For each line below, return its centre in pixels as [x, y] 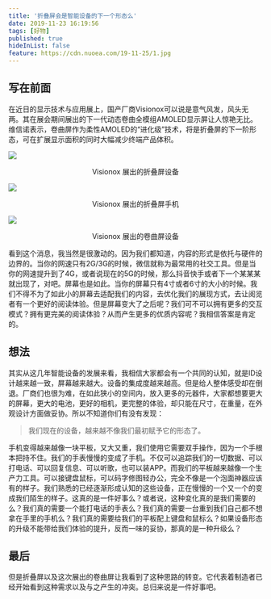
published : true [35, 38]
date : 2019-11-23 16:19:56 [54, 23]
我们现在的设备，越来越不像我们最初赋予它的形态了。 [117, 430]
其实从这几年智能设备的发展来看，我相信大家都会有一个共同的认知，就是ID [132, 373]
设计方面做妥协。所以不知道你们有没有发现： [89, 413]
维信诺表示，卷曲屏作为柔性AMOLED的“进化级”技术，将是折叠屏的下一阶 [129, 129]
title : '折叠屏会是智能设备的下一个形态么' [73, 16]
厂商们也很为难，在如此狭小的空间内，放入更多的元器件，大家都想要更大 [142, 393]
